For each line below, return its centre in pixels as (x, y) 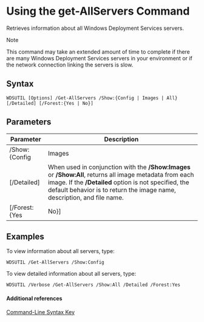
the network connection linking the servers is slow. (70, 65)
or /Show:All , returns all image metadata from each (121, 174)
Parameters (29, 122)
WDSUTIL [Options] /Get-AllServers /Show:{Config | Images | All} (92, 98)
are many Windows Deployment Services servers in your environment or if (99, 58)
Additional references (34, 298)
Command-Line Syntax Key (40, 312)
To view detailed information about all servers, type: (71, 274)
